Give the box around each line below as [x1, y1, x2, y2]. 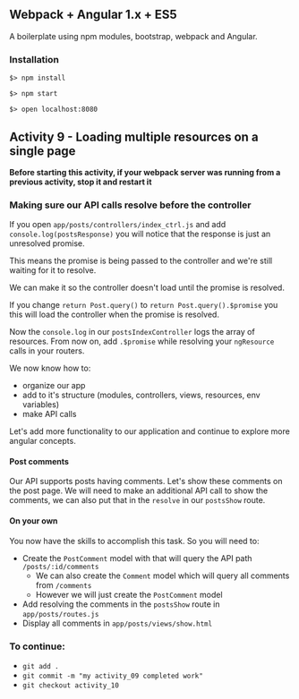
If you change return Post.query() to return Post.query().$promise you [9, 300, 278, 311]
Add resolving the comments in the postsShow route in [21, 599, 220, 609]
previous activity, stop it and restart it [9, 176, 152, 187]
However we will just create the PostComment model [35, 589, 223, 600]
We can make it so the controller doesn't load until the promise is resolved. [9, 282, 285, 294]
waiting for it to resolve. [9, 265, 97, 276]
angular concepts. [9, 436, 76, 447]
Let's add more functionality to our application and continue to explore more [9, 426, 291, 437]
